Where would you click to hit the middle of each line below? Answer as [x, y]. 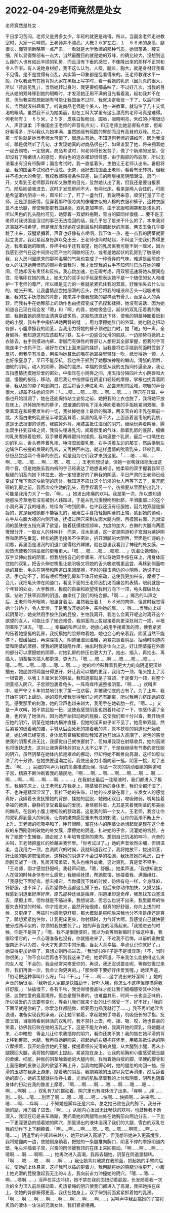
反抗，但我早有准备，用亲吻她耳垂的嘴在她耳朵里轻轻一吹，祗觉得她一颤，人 [85, 354]
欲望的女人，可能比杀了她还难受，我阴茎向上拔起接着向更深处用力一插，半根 [85, 620]
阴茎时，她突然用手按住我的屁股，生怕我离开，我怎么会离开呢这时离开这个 [87, 614]
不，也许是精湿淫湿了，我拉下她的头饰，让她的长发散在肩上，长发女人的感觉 [85, 792]
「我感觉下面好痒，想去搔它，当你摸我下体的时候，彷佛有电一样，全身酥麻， [85, 881]
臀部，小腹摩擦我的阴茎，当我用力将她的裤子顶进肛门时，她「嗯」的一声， [83, 328]
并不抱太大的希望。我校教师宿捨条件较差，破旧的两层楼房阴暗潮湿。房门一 [83, 176]
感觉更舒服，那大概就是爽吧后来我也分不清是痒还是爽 [109, 913]
